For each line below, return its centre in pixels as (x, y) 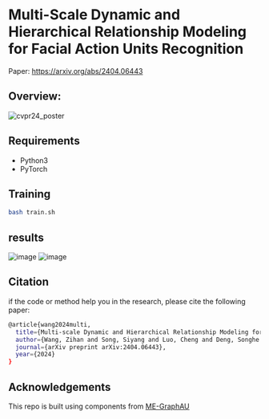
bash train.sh (32, 213)
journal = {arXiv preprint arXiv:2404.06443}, (91, 347)
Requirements (44, 141)
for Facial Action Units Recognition (126, 49)
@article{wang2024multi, (50, 324)
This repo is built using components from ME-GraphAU (99, 406)
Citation (29, 282)
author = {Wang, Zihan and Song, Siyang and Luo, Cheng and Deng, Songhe (138, 340)
